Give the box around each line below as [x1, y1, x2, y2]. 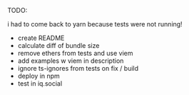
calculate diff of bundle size [17, 41, 100, 49]
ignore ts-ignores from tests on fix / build [17, 64, 139, 72]
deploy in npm [17, 71, 61, 80]
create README [17, 34, 65, 42]
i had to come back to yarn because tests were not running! [7, 20, 183, 28]
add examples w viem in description [17, 56, 124, 65]
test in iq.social [17, 79, 63, 88]
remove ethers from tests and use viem [17, 49, 133, 57]
